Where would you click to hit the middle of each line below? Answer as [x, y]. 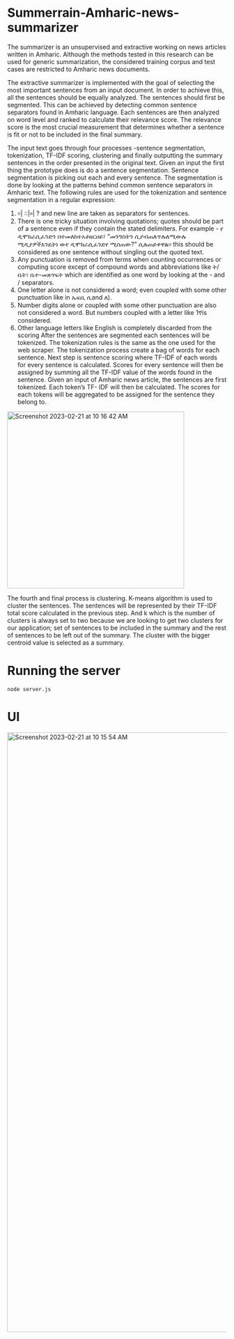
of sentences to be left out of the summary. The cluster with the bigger [109, 635]
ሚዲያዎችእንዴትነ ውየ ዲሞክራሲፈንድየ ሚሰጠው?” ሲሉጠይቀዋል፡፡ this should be [115, 244]
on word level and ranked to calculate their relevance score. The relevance [114, 119]
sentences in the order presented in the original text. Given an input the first [116, 162]
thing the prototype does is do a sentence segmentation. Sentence [103, 170]
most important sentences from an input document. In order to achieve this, [116, 90]
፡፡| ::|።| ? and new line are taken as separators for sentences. [103, 213]
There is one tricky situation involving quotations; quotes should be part [120, 221]
